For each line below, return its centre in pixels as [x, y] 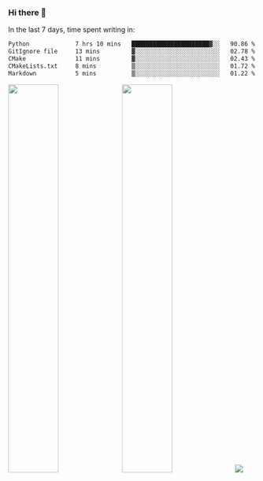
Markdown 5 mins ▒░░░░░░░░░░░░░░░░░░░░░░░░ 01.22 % [132, 73]
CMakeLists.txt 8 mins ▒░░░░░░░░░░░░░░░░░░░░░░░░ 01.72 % [132, 66]
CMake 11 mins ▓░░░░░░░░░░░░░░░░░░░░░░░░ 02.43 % [132, 59]
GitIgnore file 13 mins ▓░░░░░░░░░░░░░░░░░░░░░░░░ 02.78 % [132, 52]
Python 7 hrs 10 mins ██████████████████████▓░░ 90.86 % [132, 44]
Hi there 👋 [28, 13]
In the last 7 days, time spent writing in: [72, 30]
